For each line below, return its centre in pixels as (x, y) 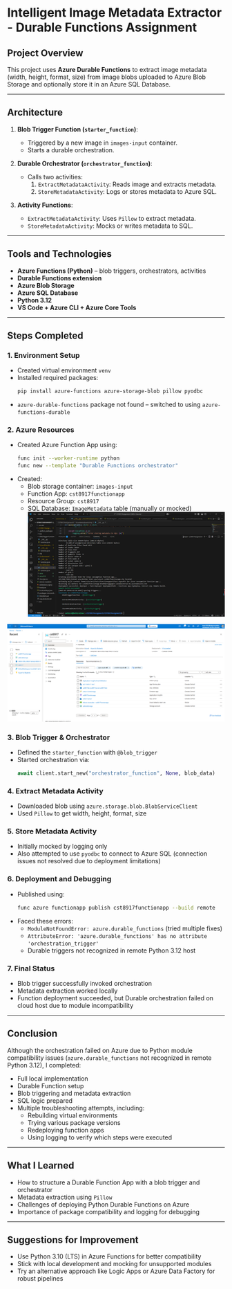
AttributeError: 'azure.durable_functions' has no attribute (117, 936)
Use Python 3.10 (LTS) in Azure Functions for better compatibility (109, 1256)
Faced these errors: (45, 921)
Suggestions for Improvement (73, 1240)
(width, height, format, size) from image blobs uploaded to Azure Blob (106, 77)
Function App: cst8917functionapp (76, 494)
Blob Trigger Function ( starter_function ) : (77, 129)
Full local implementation (52, 1079)
